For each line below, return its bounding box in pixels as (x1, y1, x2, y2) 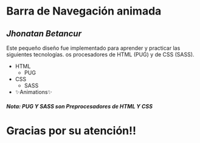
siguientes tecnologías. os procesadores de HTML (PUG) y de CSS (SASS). (6, 51, 195, 58)
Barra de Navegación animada (6, 4, 162, 18)
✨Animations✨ (15, 88, 53, 95)
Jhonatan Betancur (6, 28, 82, 39)
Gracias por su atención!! (6, 124, 137, 138)
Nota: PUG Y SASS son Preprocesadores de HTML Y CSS (6, 102, 153, 110)
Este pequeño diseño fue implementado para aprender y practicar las (6, 44, 181, 52)
